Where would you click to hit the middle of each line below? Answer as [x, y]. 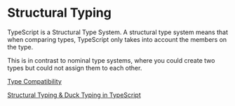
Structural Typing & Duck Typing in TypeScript [74, 95]
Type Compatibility [34, 81]
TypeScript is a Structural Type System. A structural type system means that [117, 32]
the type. [20, 47]
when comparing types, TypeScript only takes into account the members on [117, 39]
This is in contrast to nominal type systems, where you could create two [111, 60]
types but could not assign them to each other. [75, 68]
